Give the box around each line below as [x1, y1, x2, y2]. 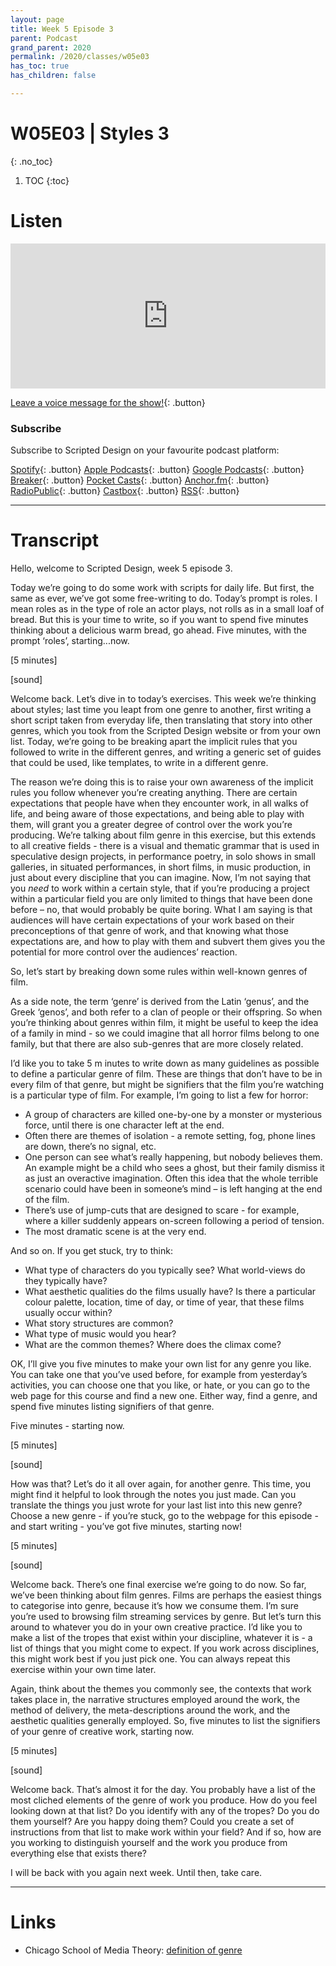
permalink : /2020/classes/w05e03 [10, 52, 150, 62]
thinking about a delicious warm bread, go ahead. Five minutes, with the [10, 624, 307, 636]
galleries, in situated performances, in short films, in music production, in [10, 861, 311, 873]
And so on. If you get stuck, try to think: [10, 1244, 173, 1256]
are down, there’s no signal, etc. [24, 1140, 157, 1152]
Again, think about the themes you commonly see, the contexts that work [10, 1682, 312, 1695]
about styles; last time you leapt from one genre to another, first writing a [10, 703, 312, 715]
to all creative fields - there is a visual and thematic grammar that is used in [10, 839, 320, 851]
